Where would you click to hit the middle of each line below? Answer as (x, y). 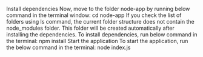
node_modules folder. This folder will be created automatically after (90, 28)
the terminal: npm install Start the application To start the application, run (97, 41)
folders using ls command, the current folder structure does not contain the (101, 22)
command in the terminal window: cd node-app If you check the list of (94, 15)
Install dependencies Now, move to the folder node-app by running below (98, 9)
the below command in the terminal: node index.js (68, 47)
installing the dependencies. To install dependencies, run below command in (102, 35)
